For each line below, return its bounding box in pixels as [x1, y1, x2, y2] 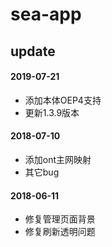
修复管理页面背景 [24, 213, 96, 225]
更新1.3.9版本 [24, 106, 80, 118]
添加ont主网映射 [24, 153, 92, 165]
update [10, 43, 56, 60]
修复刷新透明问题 [24, 226, 96, 238]
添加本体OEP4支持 [24, 94, 102, 106]
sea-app [10, 3, 82, 26]
